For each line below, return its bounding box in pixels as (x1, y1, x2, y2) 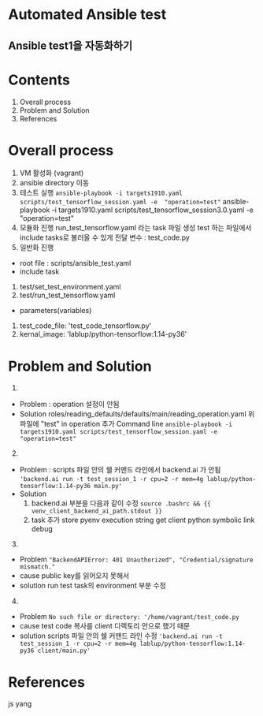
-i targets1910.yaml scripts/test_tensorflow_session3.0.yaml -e (51, 205, 254, 214)
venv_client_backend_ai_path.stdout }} (31, 507, 163, 516)
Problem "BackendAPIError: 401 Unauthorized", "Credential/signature (19, 554, 254, 565)
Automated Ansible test (8, 6, 167, 24)
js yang (8, 699, 32, 709)
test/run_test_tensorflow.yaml (19, 290, 116, 300)
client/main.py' (37, 647, 91, 655)
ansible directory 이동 (19, 178, 89, 188)
